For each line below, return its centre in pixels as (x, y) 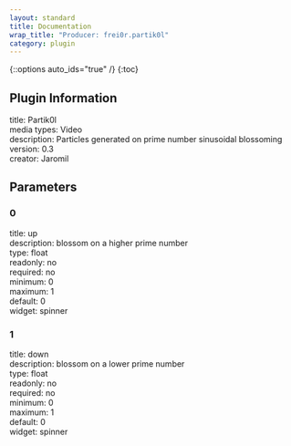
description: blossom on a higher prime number (99, 243)
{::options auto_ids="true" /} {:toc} (74, 69)
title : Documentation (51, 26)
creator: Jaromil (39, 159)
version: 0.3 (32, 149)
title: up (24, 233)
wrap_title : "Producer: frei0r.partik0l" (89, 35)
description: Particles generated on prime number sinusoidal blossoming (146, 140)
